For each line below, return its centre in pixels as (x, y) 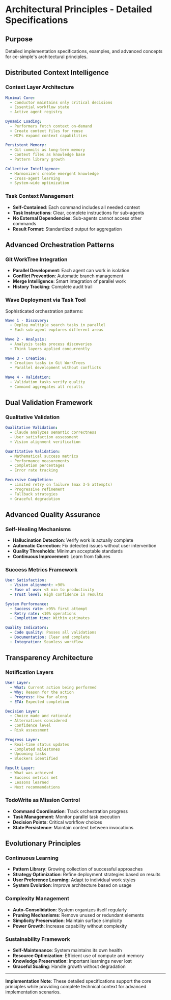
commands (24, 223)
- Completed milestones (35, 749)
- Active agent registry (36, 112)
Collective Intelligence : (33, 169)
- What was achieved (32, 773)
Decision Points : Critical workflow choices (58, 822)
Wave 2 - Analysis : (26, 339)
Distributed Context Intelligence (57, 73)
